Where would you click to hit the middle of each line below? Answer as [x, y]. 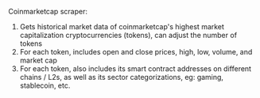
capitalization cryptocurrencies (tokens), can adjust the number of [128, 35]
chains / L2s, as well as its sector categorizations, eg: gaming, [122, 77]
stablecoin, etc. [45, 85]
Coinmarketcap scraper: [48, 11]
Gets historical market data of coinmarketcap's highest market [122, 26]
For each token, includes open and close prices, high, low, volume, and [136, 52]
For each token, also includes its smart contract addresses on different [136, 69]
